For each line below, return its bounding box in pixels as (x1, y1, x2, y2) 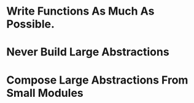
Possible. (6, 17, 55, 31)
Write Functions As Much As (6, 4, 155, 18)
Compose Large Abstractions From (6, 73, 188, 87)
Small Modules (6, 86, 84, 100)
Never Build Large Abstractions (6, 45, 170, 59)
